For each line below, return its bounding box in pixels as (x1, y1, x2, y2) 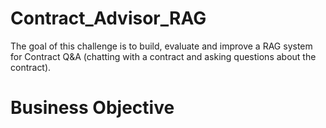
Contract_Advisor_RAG (10, 7, 207, 30)
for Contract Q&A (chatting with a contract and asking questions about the (10, 50, 317, 62)
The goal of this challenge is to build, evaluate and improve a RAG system (10, 40, 313, 52)
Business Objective (10, 97, 175, 119)
